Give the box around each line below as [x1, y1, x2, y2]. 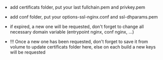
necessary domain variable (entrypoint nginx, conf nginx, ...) [9, 29, 135, 34]
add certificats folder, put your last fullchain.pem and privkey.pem [9, 4, 146, 10]
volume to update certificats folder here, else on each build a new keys [9, 44, 156, 49]
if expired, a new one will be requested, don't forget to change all [9, 23, 144, 29]
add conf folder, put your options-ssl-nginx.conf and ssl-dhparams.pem [9, 14, 158, 19]
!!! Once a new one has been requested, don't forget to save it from [9, 38, 149, 44]
